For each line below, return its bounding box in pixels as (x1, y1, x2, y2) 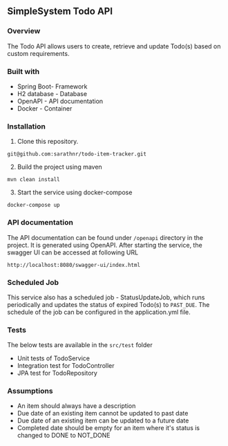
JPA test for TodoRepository (17, 369, 98, 378)
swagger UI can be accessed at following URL (7, 248, 139, 257)
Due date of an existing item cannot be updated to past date (17, 409, 189, 418)
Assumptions (7, 387, 53, 396)
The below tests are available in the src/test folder (7, 341, 153, 349)
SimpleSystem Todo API (7, 6, 113, 17)
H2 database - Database (17, 89, 88, 97)
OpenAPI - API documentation (17, 97, 104, 105)
